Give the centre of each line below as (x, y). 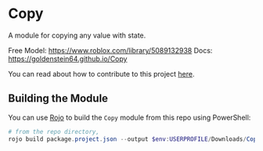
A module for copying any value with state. (77, 35)
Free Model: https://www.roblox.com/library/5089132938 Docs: (110, 50)
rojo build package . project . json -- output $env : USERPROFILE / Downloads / (127, 139)
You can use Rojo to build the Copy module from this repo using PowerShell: (130, 117)
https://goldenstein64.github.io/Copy (68, 59)
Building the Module (58, 99)
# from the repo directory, (54, 131)
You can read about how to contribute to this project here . (101, 74)
